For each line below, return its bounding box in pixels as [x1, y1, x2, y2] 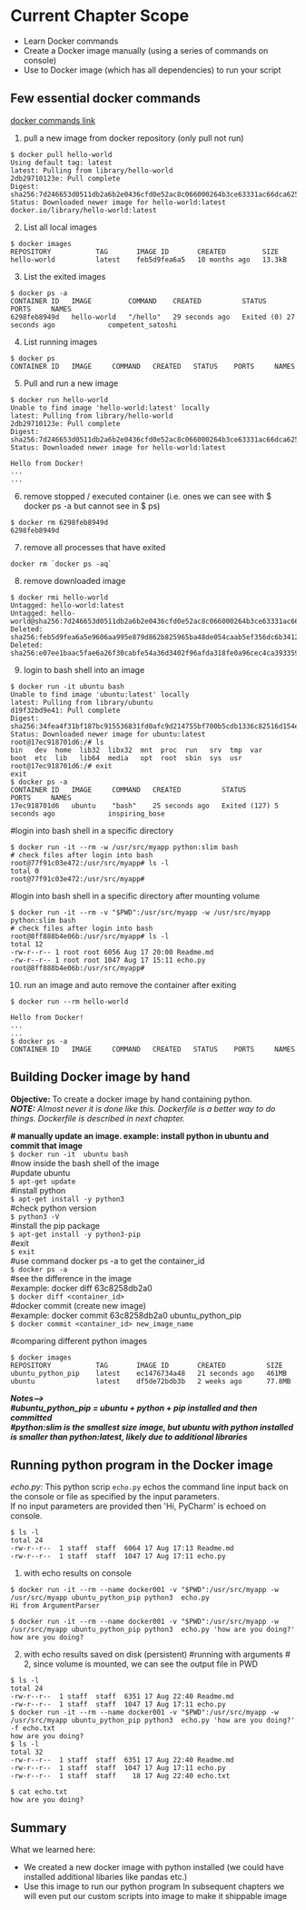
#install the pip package [10, 1220, 101, 1231]
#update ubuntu [10, 1167, 71, 1178]
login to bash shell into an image [23, 664, 145, 675]
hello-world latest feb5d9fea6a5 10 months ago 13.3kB [10, 255, 287, 264]
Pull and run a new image [23, 378, 119, 389]
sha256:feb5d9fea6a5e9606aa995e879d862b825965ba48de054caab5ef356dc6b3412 [10, 632, 300, 641]
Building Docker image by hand [10, 1069, 191, 1085]
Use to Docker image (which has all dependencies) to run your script [23, 64, 281, 75]
